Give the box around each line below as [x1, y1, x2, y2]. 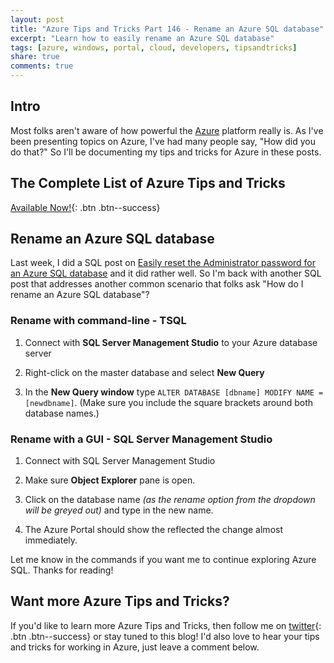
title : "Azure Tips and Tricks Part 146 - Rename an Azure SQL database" [10, 24, 325, 34]
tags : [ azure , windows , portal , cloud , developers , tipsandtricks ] [10, 42, 298, 53]
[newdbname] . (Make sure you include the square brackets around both [24, 396, 313, 408]
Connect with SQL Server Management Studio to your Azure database [24, 336, 318, 348]
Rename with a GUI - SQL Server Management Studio [10, 432, 273, 446]
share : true [10, 52, 60, 62]
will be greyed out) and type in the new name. [24, 504, 214, 516]
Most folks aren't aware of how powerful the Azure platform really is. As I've [10, 124, 324, 136]
